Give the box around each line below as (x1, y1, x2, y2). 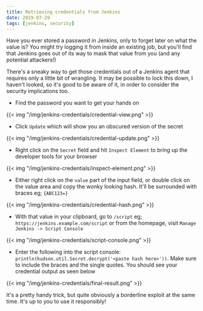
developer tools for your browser (15, 153, 98, 160)
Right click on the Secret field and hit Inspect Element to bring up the (15, 147, 188, 154)
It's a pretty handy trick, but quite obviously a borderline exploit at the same (6, 292, 196, 299)
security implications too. (6, 88, 70, 95)
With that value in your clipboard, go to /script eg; (15, 213, 142, 220)
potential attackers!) (6, 56, 56, 64)
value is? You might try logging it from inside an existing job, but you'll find (6, 43, 192, 51)
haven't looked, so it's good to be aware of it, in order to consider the (6, 81, 179, 88)
